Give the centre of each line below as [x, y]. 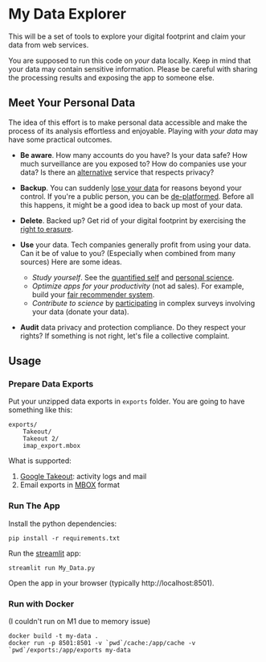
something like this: [41, 410]
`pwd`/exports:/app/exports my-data [70, 650]
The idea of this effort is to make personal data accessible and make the [128, 122]
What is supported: [40, 461]
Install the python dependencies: [63, 523]
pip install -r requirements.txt [64, 538]
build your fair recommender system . [93, 294]
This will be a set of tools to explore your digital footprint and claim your [127, 36]
